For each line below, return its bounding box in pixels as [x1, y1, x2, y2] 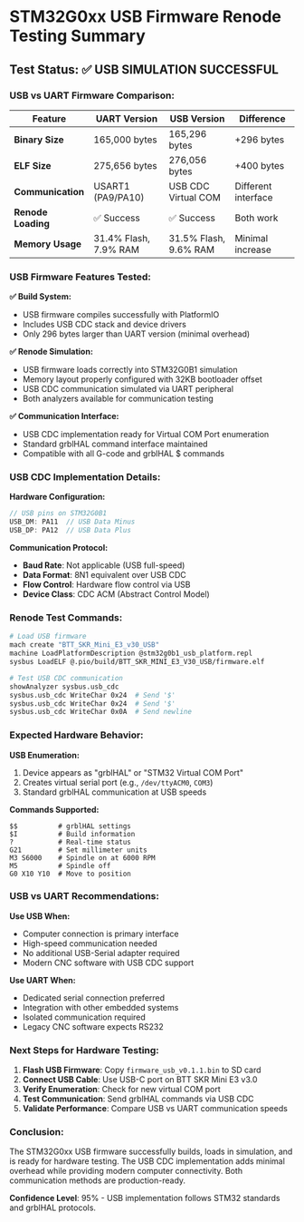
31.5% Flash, [168, 231, 226, 244]
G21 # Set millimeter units [9, 846, 147, 855]
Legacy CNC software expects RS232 [22, 1021, 165, 1031]
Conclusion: [9, 1126, 64, 1139]
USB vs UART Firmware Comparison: [9, 89, 175, 102]
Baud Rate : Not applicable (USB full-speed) [22, 560, 185, 571]
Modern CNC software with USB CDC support [22, 957, 195, 968]
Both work [234, 211, 279, 224]
